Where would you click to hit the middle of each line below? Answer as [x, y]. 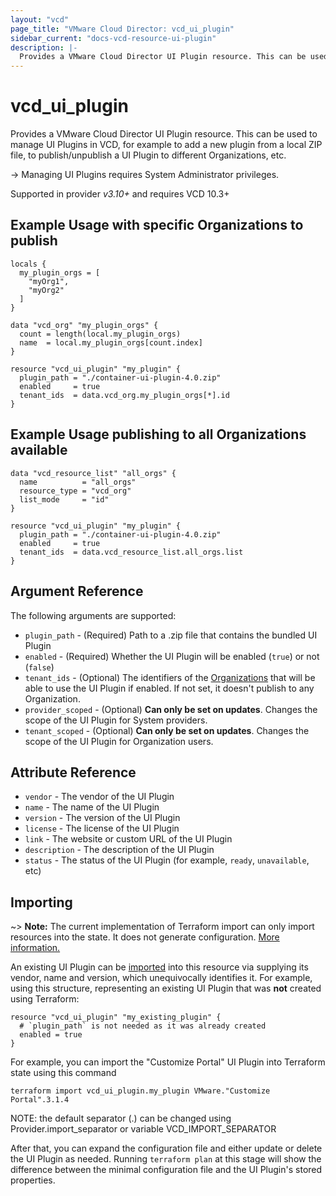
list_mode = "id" [64, 499]
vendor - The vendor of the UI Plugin [99, 797]
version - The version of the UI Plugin [102, 818]
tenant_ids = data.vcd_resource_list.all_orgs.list [131, 552]
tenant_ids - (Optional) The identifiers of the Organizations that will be [170, 677]
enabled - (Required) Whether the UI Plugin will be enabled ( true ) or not [172, 656]
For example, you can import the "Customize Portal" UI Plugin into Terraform [168, 1062]
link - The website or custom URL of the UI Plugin [128, 839]
